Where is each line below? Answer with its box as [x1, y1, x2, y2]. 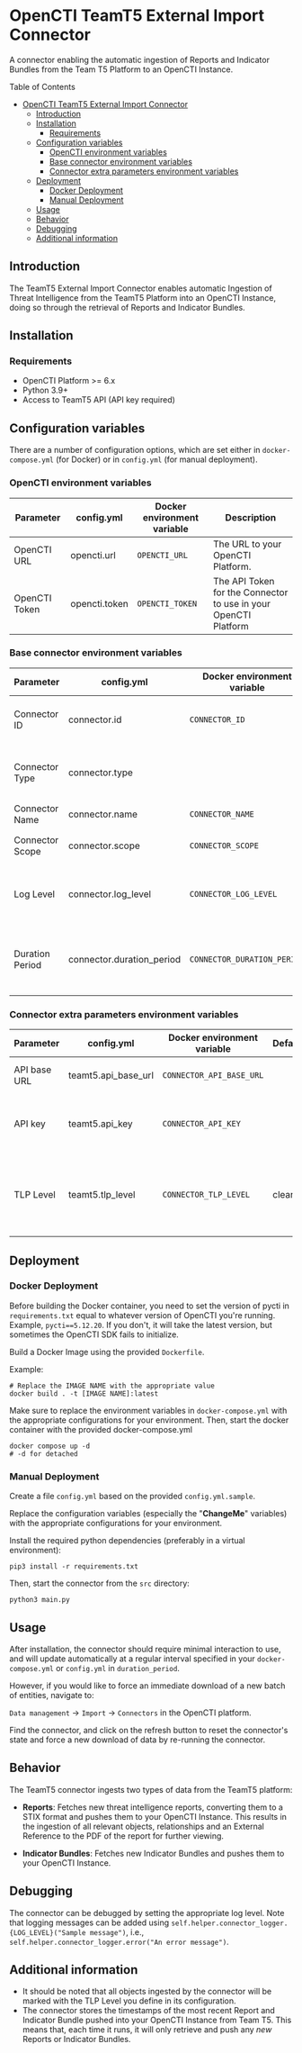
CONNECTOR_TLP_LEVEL [162, 1189, 250, 1200]
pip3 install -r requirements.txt [9, 1562, 139, 1571]
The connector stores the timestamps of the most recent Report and [22, 2005, 276, 2016]
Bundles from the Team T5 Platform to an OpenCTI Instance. [9, 64, 234, 75]
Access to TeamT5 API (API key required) [22, 394, 175, 405]
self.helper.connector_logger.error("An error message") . [9, 1936, 229, 1947]
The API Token [212, 574, 275, 587]
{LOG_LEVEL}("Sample [9, 1928, 87, 1937]
